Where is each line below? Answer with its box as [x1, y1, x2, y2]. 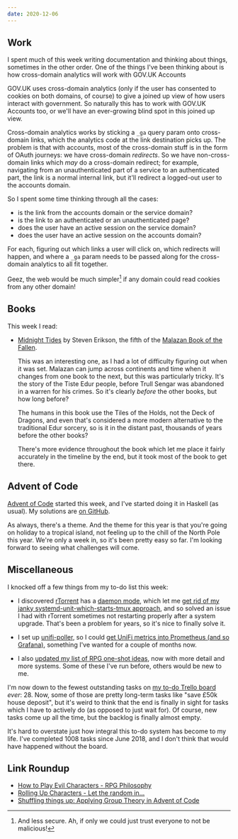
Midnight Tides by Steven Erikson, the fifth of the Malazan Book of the [17, 335, 223, 344]
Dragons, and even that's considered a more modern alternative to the [17, 416, 223, 424]
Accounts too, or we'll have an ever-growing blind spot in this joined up [7, 107, 215, 116]
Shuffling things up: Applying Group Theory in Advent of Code [17, 796, 200, 805]
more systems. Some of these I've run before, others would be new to [17, 662, 222, 670]
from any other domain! [7, 283, 76, 291]
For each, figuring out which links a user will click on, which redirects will [7, 245, 220, 253]
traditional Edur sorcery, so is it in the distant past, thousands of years [17, 423, 222, 432]
